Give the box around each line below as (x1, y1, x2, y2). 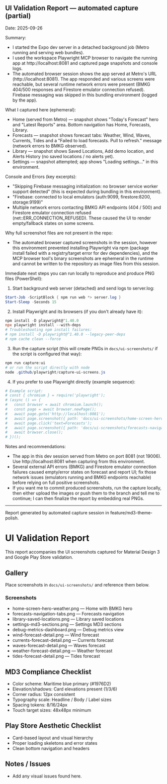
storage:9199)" (12, 199, 43, 205)
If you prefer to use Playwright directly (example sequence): (12, 379, 136, 385)
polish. (5, 515, 19, 521)
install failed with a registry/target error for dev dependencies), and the (12, 250, 158, 256)
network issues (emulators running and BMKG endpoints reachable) (12, 475, 152, 481)
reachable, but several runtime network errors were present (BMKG (12, 81, 151, 87)
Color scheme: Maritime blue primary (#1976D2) (12, 681, 111, 687)
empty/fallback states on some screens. (12, 220, 94, 226)
